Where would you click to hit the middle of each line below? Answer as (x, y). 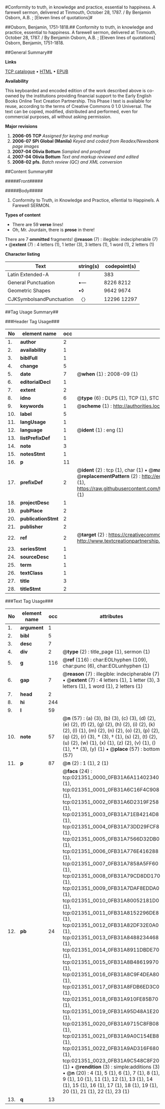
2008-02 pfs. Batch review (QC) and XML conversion (67, 162)
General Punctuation (31, 283)
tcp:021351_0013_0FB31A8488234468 (111, 937)
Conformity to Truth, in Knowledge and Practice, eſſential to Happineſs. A (86, 200)
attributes (112, 616)
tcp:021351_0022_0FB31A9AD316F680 (111, 1048)
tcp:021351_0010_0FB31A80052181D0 (111, 900)
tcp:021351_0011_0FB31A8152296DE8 (111, 913)
